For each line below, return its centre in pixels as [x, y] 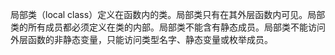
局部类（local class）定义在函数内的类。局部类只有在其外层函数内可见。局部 [168, 14]
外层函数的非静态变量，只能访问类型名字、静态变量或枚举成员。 [141, 39]
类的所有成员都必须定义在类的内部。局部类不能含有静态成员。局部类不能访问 [168, 27]
